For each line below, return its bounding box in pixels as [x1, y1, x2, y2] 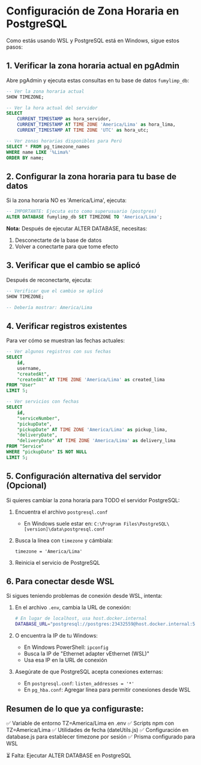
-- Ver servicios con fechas [6, 399, 79, 405]
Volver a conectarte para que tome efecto [14, 242, 119, 250]
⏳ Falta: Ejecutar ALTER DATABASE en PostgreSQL [6, 752, 132, 759]
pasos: [6, 43, 23, 51]
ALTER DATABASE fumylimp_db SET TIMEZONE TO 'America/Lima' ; [6, 214, 163, 220]
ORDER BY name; [6, 155, 44, 161]
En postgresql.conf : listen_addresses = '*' [23, 680, 135, 687]
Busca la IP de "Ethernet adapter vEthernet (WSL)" [23, 650, 150, 657]
